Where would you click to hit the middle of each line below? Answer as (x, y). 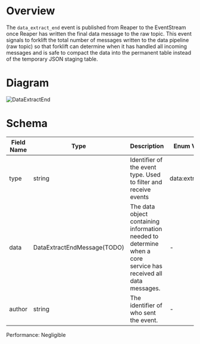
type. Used (145, 175)
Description (147, 146)
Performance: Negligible (36, 334)
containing (145, 221)
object (139, 214)
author (18, 309)
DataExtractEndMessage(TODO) (79, 247)
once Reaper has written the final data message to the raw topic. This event (99, 33)
